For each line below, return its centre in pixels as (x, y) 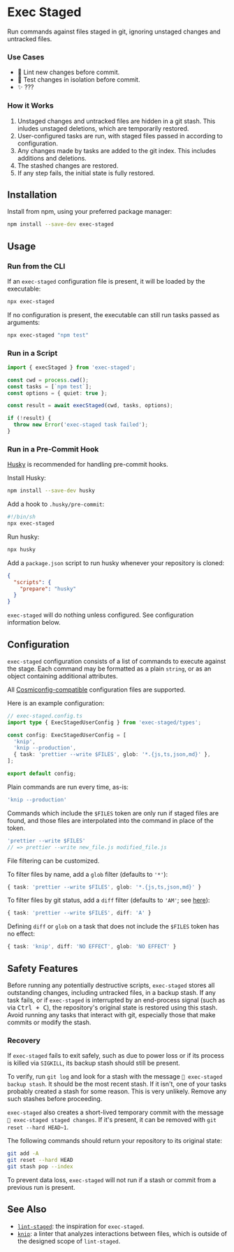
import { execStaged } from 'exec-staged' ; (72, 367)
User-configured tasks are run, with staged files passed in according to (120, 136)
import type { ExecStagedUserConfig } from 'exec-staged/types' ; (104, 722)
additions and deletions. (52, 158)
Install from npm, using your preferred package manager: (90, 212)
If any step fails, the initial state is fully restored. (86, 173)
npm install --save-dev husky (51, 491)
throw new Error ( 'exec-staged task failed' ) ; (81, 425)
